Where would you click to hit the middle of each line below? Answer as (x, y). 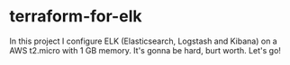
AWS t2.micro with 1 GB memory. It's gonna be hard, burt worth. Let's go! (145, 50)
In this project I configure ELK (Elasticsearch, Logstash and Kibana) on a (143, 41)
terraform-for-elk (76, 16)
